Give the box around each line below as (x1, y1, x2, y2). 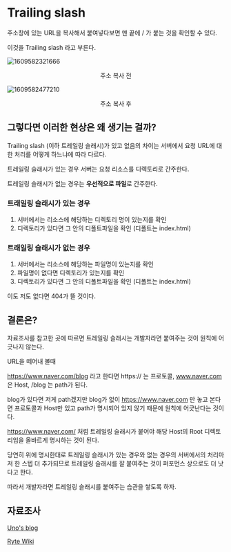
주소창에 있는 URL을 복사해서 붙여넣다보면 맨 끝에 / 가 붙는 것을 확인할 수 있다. (7, 28, 217, 37)
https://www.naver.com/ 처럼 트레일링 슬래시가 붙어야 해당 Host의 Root (7, 427, 203, 436)
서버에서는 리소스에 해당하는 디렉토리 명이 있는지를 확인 (17, 216, 167, 224)
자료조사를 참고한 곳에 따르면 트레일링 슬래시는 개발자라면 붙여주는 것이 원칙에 (7, 334, 217, 342)
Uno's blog (7, 524, 39, 532)
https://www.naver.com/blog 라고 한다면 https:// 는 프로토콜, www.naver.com (7, 372, 222, 380)
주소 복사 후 (99, 99, 132, 108)
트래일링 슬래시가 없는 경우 (7, 243, 91, 252)
